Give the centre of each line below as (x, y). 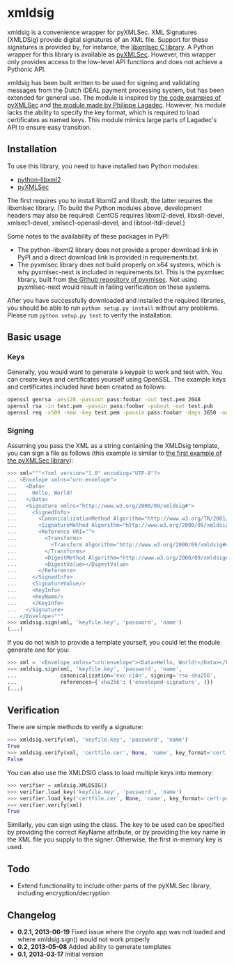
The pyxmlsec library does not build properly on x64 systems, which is (119, 264)
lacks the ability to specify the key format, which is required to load (103, 112)
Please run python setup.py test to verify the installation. (90, 315)
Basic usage (34, 337)
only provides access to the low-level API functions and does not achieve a (115, 61)
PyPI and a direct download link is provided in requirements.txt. (108, 257)
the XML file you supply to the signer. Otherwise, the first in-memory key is (115, 839)
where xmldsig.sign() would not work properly (84, 939)
